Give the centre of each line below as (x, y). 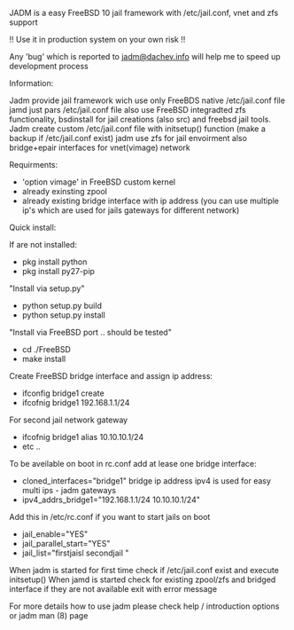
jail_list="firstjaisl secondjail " (75, 553)
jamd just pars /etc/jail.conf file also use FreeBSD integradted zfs (128, 110)
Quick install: (33, 227)
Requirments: (34, 165)
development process (49, 66)
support (23, 22)
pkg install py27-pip (58, 271)
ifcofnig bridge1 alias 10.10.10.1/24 (83, 437)
